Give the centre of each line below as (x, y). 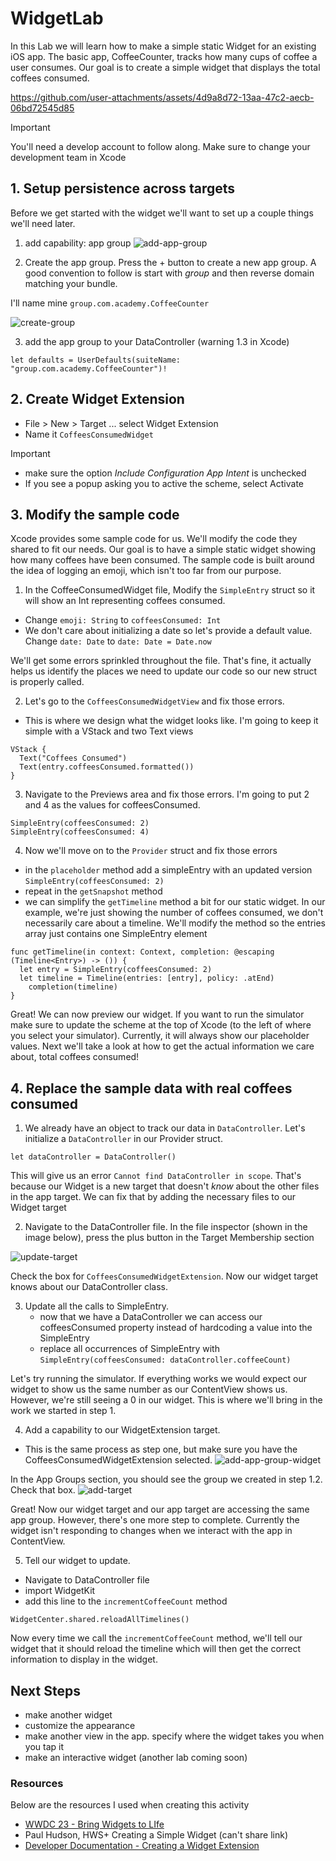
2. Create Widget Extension (97, 399)
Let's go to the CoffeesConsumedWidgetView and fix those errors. (154, 701)
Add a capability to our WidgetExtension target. (122, 1430)
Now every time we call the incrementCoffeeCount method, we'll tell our (156, 1638)
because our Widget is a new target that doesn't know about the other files (165, 1186)
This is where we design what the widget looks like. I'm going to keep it (171, 721)
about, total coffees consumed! (75, 1057)
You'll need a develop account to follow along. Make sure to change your (160, 146)
